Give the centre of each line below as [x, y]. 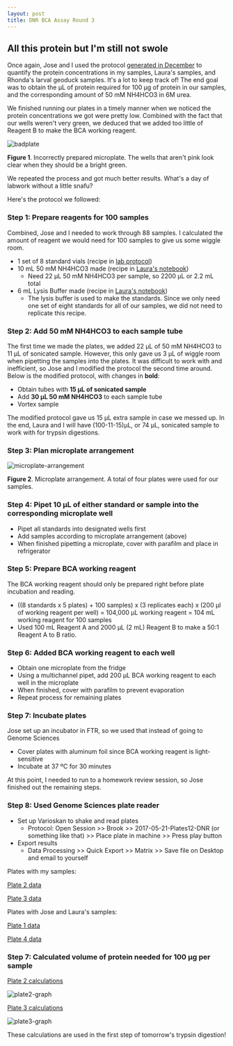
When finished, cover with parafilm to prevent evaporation [101, 690]
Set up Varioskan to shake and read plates [78, 821]
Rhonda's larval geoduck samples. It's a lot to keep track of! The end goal [113, 80]
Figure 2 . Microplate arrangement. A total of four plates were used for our [113, 479]
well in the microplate [48, 683]
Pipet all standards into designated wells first [81, 529]
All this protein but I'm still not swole [88, 48]
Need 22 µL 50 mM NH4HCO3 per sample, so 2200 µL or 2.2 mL [121, 275]
